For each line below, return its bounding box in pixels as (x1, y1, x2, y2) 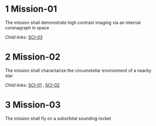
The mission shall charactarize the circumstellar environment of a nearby (5, 67, 152, 73)
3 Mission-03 (5, 99, 61, 110)
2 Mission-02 (5, 51, 61, 63)
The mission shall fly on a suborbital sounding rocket (5, 115, 111, 121)
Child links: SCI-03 (5, 34, 43, 40)
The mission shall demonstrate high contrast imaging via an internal (5, 20, 141, 25)
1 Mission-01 (5, 3, 57, 15)
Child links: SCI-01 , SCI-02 (5, 82, 60, 88)
